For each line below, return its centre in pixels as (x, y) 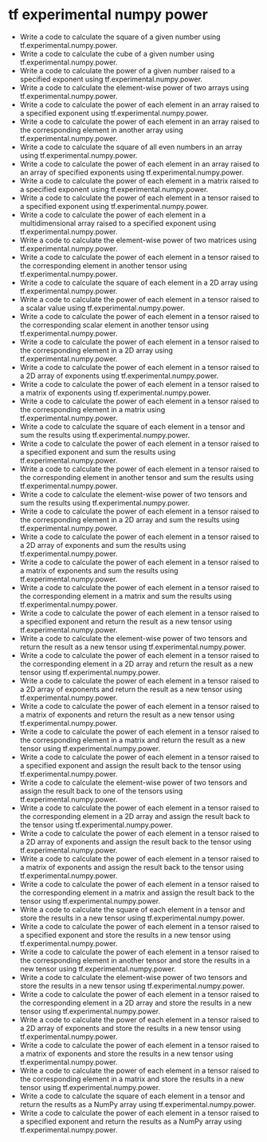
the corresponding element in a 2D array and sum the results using (130, 519)
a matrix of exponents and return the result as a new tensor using (127, 715)
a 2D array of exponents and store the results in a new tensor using (130, 1028)
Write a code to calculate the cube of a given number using (117, 53)
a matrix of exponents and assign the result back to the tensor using (132, 867)
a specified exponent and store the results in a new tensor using (125, 935)
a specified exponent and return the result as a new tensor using (126, 621)
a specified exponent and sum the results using (98, 451)
